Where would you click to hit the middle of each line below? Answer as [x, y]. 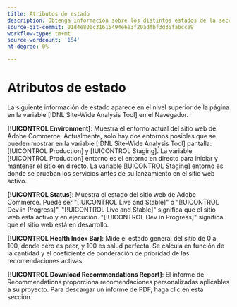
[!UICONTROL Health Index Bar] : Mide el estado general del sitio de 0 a [112, 238]
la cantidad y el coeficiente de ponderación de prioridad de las [98, 253]
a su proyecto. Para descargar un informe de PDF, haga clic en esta [105, 289]
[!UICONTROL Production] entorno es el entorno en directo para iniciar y [113, 158]
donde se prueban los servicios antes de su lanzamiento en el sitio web [111, 173]
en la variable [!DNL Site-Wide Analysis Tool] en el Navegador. [98, 114]
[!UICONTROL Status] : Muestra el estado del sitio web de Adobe [102, 194]
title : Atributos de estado [49, 14]
